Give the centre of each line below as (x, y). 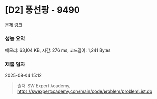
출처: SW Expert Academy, (44, 85)
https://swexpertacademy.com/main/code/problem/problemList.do (85, 91)
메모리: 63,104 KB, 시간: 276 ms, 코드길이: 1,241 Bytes (58, 50)
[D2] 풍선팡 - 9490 (42, 10)
